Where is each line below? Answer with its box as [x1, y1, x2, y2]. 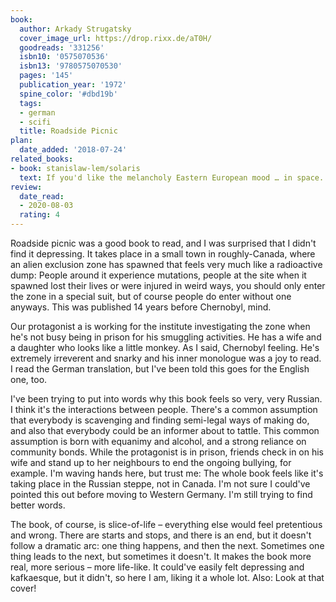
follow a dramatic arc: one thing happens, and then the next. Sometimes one [10, 540, 325, 551]
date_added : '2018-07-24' [19, 145, 128, 155]
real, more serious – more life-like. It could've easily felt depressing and [10, 561, 305, 573]
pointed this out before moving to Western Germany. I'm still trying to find [10, 489, 313, 500]
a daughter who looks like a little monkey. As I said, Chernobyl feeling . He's [10, 342, 320, 353]
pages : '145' [19, 71, 74, 81]
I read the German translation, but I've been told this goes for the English [10, 363, 310, 375]
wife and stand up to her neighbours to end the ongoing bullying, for [10, 457, 292, 468]
